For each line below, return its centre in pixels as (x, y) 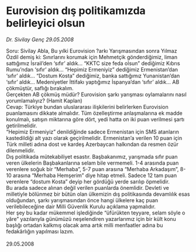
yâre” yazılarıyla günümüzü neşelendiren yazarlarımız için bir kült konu (91, 219)
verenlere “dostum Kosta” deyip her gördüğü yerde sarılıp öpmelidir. (88, 181)
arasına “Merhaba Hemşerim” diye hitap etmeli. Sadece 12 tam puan (95, 175)
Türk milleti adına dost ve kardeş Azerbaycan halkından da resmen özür (92, 144)
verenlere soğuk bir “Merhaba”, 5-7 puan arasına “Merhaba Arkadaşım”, (92, 169)
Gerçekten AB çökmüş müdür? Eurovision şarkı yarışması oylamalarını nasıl (97, 94)
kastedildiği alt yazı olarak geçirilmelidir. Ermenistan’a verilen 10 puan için (94, 138)
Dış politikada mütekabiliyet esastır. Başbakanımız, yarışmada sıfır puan (92, 156)
